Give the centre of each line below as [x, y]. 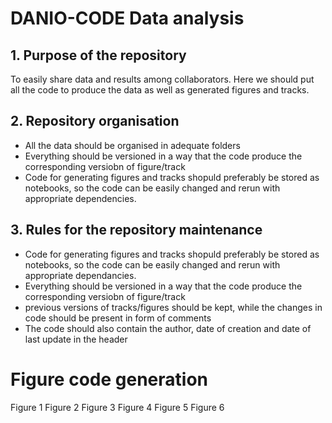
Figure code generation [109, 379]
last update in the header [76, 339]
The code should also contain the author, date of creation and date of [168, 328]
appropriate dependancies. [80, 275]
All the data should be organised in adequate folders [132, 145]
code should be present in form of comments [118, 318]
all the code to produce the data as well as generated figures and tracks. [160, 90]
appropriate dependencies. [80, 198]
